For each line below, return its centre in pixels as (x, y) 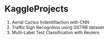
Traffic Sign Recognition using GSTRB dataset (58, 27)
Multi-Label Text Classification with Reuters (55, 32)
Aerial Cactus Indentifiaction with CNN (50, 22)
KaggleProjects (37, 9)
